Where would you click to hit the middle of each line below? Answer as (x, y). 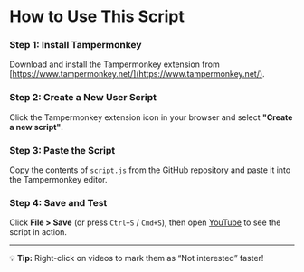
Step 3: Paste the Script (62, 150)
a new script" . (36, 127)
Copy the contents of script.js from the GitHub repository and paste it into (150, 170)
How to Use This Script (97, 17)
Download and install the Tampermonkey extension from (114, 64)
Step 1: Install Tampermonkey (76, 45)
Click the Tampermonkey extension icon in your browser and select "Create (151, 117)
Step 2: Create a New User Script (83, 98)
